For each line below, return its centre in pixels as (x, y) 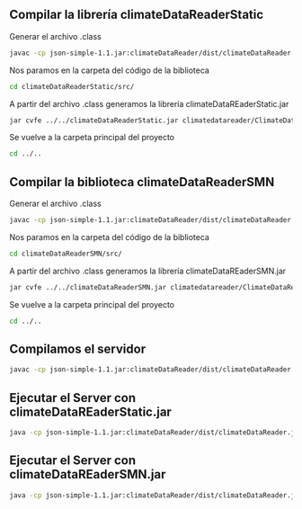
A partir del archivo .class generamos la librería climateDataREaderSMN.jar (148, 271)
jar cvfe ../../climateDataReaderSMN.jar (88, 287)
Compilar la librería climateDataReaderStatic (137, 15)
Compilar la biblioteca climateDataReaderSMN (142, 182)
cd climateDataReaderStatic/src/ (72, 86)
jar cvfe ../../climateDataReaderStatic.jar (94, 121)
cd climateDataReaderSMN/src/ (66, 254)
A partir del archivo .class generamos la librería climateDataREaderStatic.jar (149, 103)
